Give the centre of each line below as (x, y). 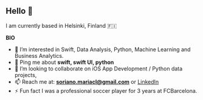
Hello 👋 (19, 11)
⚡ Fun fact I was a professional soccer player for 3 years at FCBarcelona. (106, 90)
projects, (26, 75)
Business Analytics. (39, 55)
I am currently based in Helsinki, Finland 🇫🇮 (61, 25)
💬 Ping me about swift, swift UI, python (64, 62)
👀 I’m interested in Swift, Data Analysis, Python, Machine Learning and (102, 49)
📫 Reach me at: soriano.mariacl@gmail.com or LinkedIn (87, 81)
